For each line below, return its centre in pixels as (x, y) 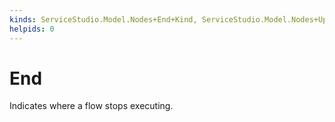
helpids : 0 (32, 29)
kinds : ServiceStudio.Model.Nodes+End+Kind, (103, 19)
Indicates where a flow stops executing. (91, 106)
